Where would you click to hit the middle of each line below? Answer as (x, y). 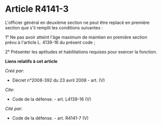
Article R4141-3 (37, 9)
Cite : (10, 89)
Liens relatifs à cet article (31, 61)
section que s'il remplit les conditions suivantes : (54, 27)
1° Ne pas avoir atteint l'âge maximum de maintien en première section (76, 37)
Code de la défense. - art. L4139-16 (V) (52, 99)
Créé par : (15, 71)
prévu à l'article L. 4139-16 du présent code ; (50, 42)
